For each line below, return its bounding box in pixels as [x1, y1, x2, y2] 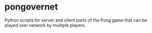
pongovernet [4, 1, 58, 12]
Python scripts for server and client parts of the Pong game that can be [4, 17, 148, 23]
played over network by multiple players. [4, 22, 86, 28]
